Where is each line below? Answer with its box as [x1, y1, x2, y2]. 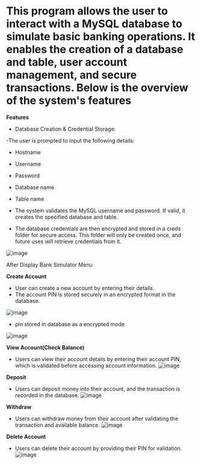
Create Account [6, 273, 47, 280]
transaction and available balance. [14, 421, 100, 428]
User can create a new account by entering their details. [14, 284, 155, 291]
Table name [14, 195, 45, 202]
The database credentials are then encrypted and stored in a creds [14, 224, 181, 232]
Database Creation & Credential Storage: [14, 125, 116, 132]
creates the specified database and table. [14, 213, 119, 220]
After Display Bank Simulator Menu [6, 261, 93, 268]
